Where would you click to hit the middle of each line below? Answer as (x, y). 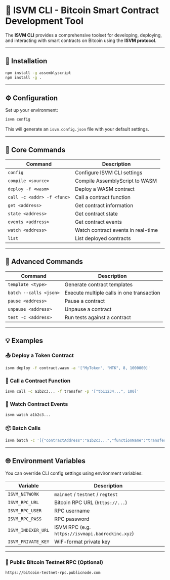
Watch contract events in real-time (117, 230)
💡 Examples (24, 341)
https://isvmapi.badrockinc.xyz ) (94, 533)
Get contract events (99, 222)
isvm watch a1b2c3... (28, 415)
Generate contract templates (99, 284)
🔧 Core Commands (35, 150)
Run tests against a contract (98, 317)
